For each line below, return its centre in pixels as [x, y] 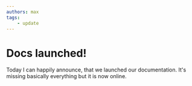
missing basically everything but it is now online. [66, 76]
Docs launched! [46, 53]
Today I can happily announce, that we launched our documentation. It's [96, 70]
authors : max [23, 12]
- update [28, 23]
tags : [13, 18]
